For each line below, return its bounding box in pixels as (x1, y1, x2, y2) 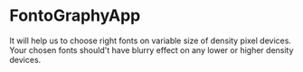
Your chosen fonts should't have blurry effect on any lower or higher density (9, 44, 294, 55)
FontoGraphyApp (9, 5, 141, 26)
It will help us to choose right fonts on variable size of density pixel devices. (9, 35, 292, 46)
